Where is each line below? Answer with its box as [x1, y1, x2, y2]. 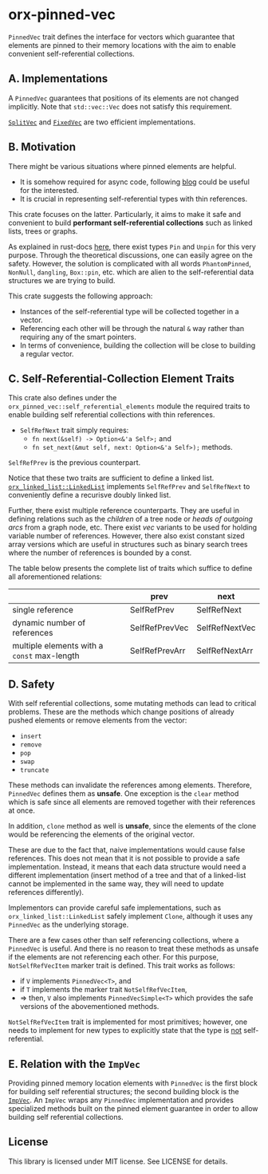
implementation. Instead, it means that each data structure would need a [8, 862, 246, 872]
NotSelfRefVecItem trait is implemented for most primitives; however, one [8, 1017, 248, 1026]
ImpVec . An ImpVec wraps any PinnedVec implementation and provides [8, 1095, 234, 1105]
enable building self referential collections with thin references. [8, 410, 215, 420]
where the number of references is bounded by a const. [8, 548, 192, 557]
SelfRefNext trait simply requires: [19, 425, 129, 435]
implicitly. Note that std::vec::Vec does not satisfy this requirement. [8, 101, 233, 111]
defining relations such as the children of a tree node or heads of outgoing [8, 514, 254, 524]
